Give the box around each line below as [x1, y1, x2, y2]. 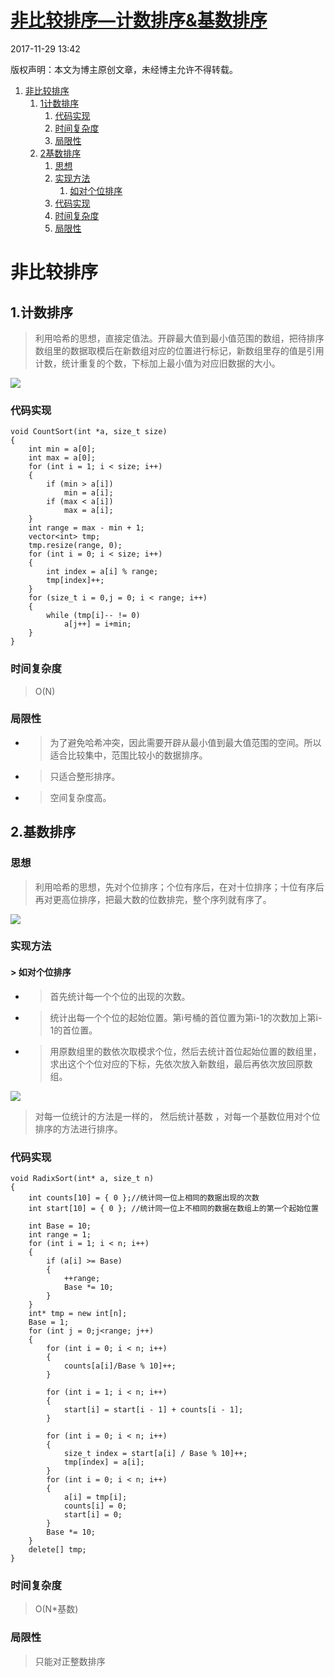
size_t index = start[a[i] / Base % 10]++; [63, 1448, 248, 1458]
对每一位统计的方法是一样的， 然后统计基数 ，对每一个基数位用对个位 [34, 1110, 321, 1122]
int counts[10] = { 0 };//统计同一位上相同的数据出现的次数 [28, 1192, 260, 1203]
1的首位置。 [49, 1024, 98, 1036]
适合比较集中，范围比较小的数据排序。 [49, 749, 208, 761]
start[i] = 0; [63, 1509, 123, 1520]
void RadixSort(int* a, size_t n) [10, 1173, 155, 1183]
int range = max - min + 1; [28, 523, 145, 533]
